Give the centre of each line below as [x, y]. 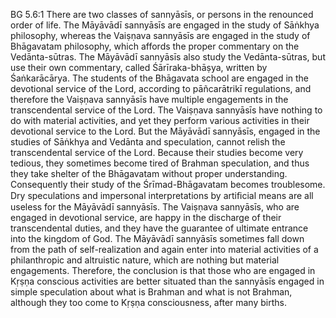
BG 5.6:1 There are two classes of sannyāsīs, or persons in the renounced [162, 14]
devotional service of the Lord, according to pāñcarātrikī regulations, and [161, 88]
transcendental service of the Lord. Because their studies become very [157, 152]
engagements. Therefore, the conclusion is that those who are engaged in [163, 270]
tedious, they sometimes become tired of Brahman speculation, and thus [160, 163]
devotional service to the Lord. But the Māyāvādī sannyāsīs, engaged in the [165, 131]
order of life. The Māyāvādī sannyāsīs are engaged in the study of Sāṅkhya [165, 25]
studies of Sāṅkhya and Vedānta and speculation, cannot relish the [148, 142]
